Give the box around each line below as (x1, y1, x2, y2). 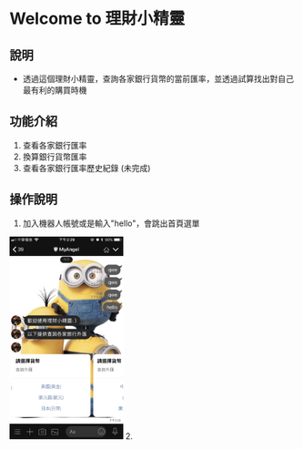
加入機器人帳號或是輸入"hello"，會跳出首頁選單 (22, 218, 200, 229)
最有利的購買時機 (22, 85, 87, 96)
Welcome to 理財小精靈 (9, 8, 186, 29)
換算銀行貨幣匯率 (22, 151, 87, 162)
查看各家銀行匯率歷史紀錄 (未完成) (22, 162, 151, 173)
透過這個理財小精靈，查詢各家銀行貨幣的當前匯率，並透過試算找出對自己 (22, 74, 294, 84)
